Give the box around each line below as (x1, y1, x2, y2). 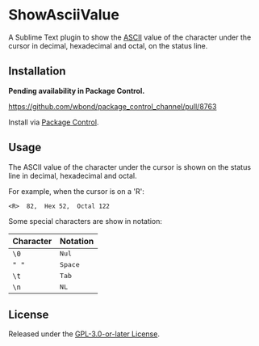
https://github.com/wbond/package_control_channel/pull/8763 (8, 101, 217, 111)
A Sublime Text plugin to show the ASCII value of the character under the (8, 32, 252, 42)
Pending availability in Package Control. (8, 86, 145, 95)
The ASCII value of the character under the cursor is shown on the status (8, 162, 252, 171)
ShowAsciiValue (8, 6, 119, 24)
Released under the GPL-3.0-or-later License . (8, 329, 160, 339)
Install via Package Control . (8, 117, 99, 127)
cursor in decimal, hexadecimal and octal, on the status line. (8, 40, 208, 50)
